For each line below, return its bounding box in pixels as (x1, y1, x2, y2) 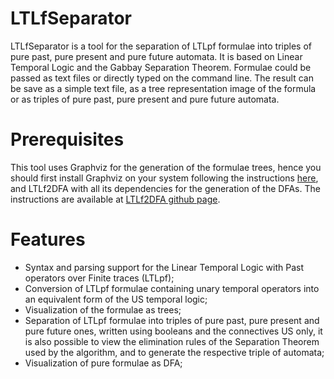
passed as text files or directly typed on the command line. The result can (10, 72, 314, 84)
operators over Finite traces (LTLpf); (24, 272, 175, 284)
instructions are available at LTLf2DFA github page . (10, 193, 221, 205)
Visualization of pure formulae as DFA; (24, 357, 183, 369)
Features (10, 228, 86, 251)
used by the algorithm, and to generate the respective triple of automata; (24, 346, 325, 358)
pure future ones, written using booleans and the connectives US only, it (24, 325, 323, 337)
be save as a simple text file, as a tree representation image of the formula (10, 82, 317, 94)
